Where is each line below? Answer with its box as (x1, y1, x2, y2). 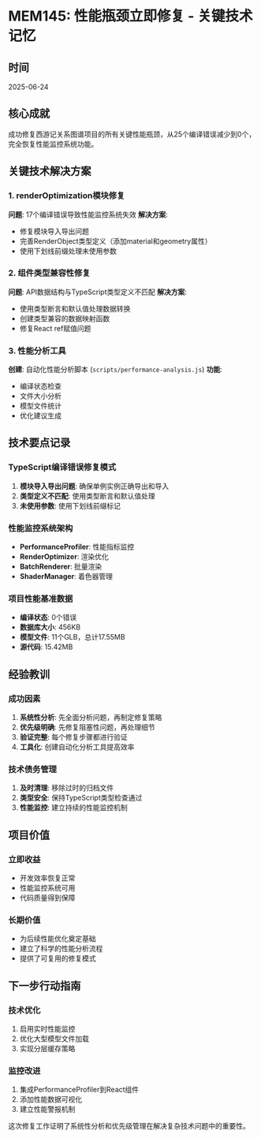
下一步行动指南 (8, 979, 81, 992)
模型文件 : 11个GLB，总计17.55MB (19, 632, 125, 642)
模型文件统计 (19, 401, 62, 411)
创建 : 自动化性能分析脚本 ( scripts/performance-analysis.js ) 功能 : (8, 364, 223, 375)
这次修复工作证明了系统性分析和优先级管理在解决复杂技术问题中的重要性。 (8, 1121, 250, 1131)
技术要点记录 (8, 436, 71, 450)
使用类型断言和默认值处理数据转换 (19, 304, 131, 313)
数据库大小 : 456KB (19, 622, 81, 632)
